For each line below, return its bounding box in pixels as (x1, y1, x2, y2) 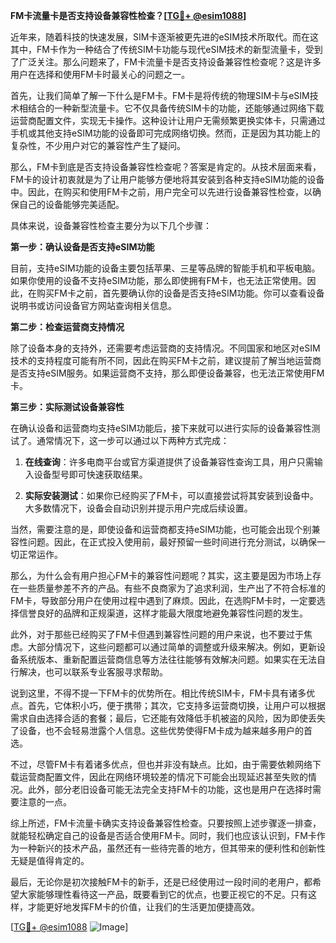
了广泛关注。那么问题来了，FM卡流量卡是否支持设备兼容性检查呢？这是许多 (10, 56, 322, 68)
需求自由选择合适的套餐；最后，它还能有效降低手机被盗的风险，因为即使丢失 (10, 712, 326, 724)
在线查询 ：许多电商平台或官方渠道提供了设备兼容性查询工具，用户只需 (24, 456, 315, 468)
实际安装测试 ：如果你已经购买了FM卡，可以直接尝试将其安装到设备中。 (24, 490, 319, 501)
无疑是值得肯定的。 (10, 855, 90, 866)
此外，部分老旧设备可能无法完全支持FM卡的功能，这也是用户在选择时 (27, 784, 313, 795)
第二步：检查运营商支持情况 (10, 321, 125, 333)
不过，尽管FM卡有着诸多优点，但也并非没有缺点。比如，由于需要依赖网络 (10, 759, 313, 770)
